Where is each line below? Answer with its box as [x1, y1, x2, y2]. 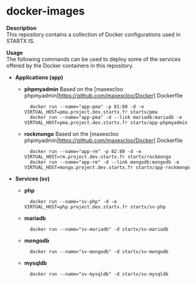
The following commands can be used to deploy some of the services [6, 55, 181, 63]
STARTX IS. [6, 37, 35, 44]
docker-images [6, 4, 85, 18]
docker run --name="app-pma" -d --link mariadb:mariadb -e [29, 114, 182, 120]
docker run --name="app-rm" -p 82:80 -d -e [29, 148, 141, 154]
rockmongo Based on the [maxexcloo [24, 130, 119, 137]
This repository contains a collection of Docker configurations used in [6, 30, 181, 38]
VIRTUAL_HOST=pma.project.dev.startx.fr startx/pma [24, 109, 158, 115]
